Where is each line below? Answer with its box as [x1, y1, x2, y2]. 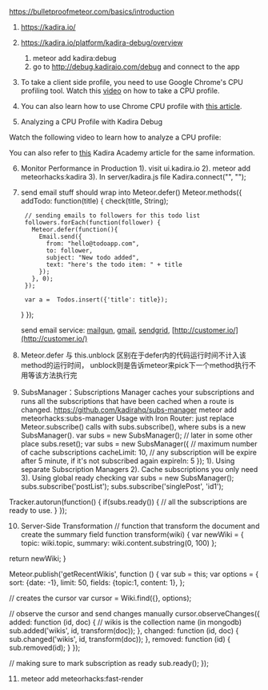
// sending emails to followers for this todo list [24, 212, 201, 220]
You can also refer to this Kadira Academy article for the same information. [9, 148, 255, 157]
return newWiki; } [9, 554, 66, 563]
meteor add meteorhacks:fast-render [20, 674, 143, 684]
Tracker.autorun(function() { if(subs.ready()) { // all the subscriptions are [9, 497, 247, 506]
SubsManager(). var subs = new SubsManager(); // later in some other [20, 430, 253, 440]
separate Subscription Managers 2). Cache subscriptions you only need [20, 465, 258, 474]
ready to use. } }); [9, 506, 67, 515]
